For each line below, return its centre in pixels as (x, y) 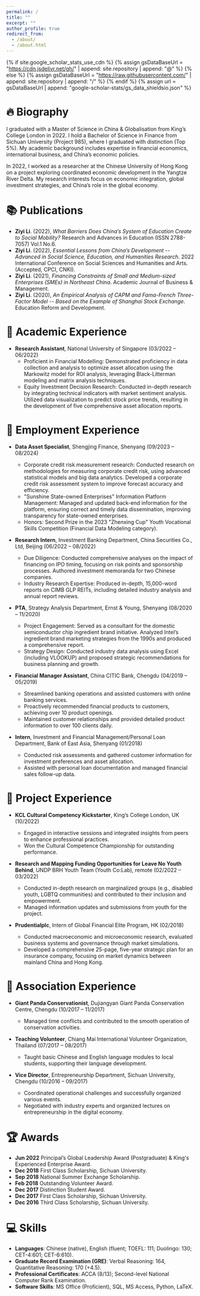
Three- (185, 295)
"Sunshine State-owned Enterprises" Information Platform (95, 496)
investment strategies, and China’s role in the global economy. (83, 185)
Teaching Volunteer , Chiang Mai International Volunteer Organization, (101, 1039)
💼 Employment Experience (73, 430)
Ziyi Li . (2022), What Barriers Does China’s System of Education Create (103, 231)
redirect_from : (25, 34)
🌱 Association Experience (71, 986)
